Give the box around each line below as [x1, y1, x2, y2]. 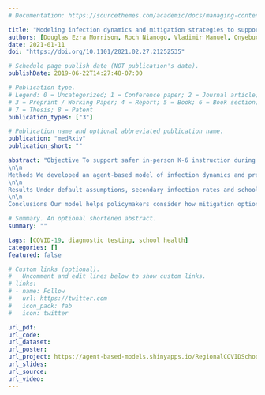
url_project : [8, 353, 51, 361]
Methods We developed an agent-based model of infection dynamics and [8, 171, 245, 179]
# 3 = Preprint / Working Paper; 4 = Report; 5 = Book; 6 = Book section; [8, 98, 259, 107]
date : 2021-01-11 [8, 40, 65, 48]
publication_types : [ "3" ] [8, 113, 93, 121]
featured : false [8, 250, 62, 259]
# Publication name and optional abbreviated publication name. [8, 127, 224, 135]
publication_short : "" [8, 142, 83, 150]
